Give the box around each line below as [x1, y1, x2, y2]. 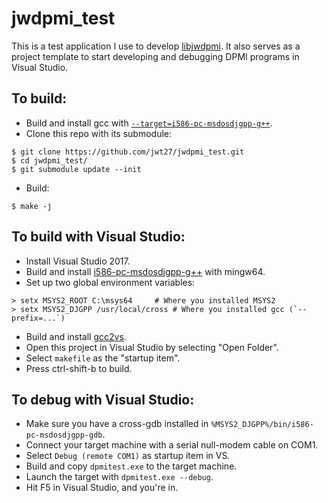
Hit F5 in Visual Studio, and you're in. [25, 482, 179, 494]
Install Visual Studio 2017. [25, 255, 131, 267]
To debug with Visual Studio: [11, 391, 195, 408]
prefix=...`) [11, 313, 66, 323]
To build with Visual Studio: [11, 228, 186, 246]
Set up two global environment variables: [25, 276, 196, 288]
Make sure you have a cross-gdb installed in [25, 418, 209, 430]
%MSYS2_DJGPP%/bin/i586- [210, 420, 314, 430]
